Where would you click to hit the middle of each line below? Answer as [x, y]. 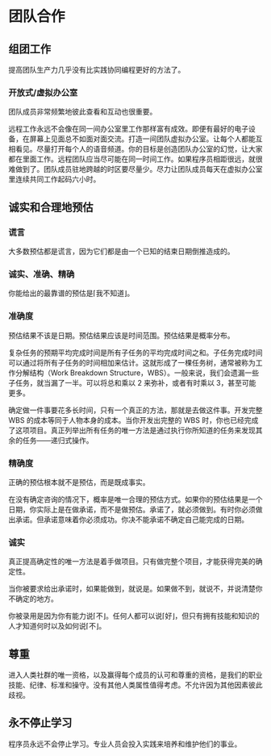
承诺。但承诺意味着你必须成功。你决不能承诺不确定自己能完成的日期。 [131, 519]
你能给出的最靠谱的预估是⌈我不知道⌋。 [71, 293]
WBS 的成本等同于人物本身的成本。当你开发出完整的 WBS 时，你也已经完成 [133, 420]
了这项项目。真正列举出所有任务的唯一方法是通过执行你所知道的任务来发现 [132, 430]
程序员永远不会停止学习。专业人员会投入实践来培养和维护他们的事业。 [125, 744]
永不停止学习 [40, 723]
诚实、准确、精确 [42, 274]
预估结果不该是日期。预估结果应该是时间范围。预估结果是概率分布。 [121, 335]
